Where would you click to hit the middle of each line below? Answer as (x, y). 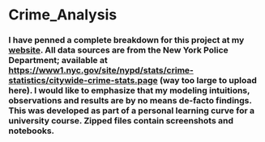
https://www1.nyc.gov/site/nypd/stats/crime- (101, 70)
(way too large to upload (208, 81)
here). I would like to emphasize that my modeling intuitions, (129, 90)
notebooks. (32, 131)
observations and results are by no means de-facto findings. (130, 101)
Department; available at (58, 61)
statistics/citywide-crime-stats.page (83, 81)
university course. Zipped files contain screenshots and (121, 121)
